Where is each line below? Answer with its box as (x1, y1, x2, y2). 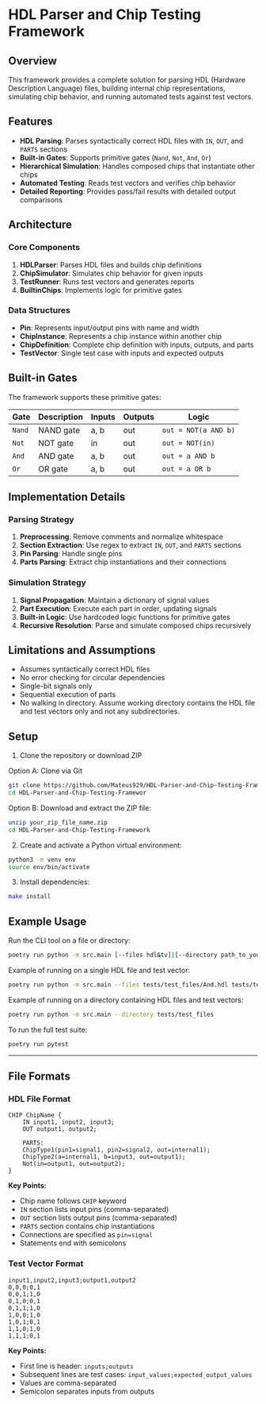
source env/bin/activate (8, 863, 90, 871)
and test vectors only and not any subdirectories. (19, 706, 180, 716)
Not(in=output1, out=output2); (22, 1160, 126, 1168)
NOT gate (38, 437, 74, 448)
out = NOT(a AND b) (161, 425, 236, 434)
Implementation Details (8, 490, 126, 503)
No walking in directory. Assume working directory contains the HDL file (19, 698, 256, 708)
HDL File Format (8, 1093, 71, 1104)
